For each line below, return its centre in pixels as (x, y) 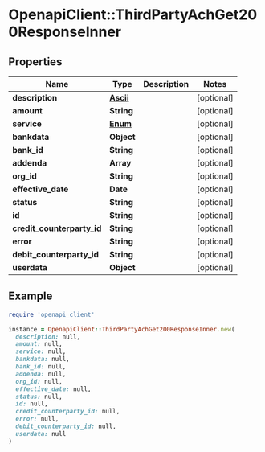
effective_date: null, (53, 389)
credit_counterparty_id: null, (68, 412)
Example (31, 296)
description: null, (48, 337)
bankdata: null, (43, 360)
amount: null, (39, 344)
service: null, (41, 351)
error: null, (37, 419)
